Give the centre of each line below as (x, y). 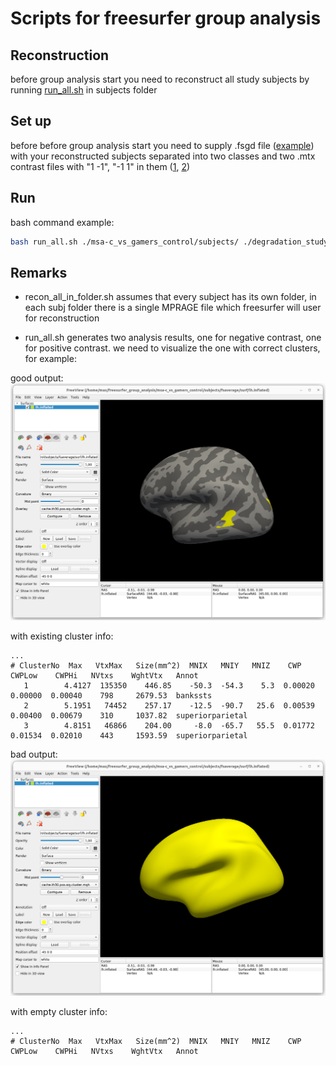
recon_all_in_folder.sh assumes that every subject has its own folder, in (170, 297)
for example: (50, 359)
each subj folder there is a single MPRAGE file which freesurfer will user (173, 308)
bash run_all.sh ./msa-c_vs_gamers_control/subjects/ (125, 242)
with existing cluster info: (62, 636)
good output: (37, 378)
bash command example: (62, 222)
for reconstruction (62, 318)
